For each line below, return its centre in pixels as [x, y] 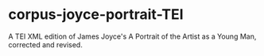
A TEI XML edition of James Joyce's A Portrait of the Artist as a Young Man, [132, 36]
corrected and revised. [46, 44]
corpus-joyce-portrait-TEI [96, 15]
